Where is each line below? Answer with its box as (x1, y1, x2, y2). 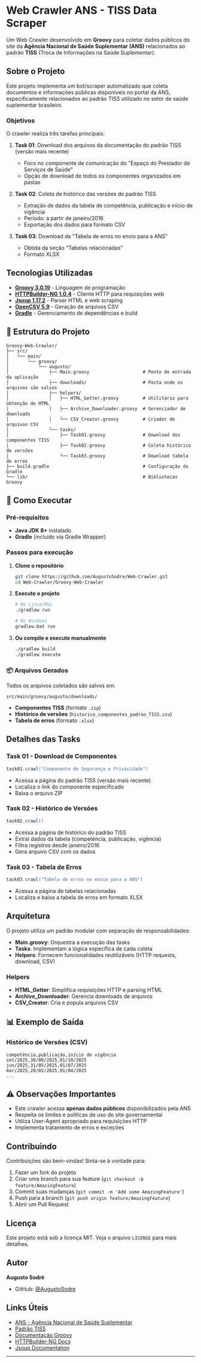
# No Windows (14, 618, 48, 624)
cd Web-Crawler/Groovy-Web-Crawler (14, 579, 104, 585)
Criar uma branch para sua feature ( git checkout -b (14, 1175, 144, 1183)
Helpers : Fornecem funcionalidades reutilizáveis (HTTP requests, (14, 951, 176, 958)
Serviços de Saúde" (23, 166, 74, 173)
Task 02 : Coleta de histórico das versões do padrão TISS (14, 190, 157, 198)
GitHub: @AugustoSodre (14, 1285, 76, 1292)
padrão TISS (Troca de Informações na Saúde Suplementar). (6, 49, 156, 56)
